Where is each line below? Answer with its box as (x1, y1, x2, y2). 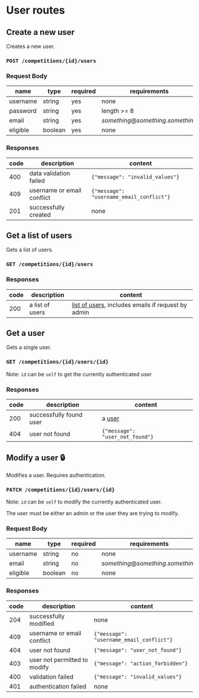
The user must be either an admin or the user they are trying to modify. (6, 510, 179, 517)
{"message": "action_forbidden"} (94, 660, 188, 667)
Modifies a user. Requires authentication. (6, 471, 106, 479)
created (29, 211, 52, 219)
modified (29, 619, 54, 628)
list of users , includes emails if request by (72, 300, 188, 309)
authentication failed (29, 682, 87, 690)
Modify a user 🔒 (6, 453, 65, 463)
